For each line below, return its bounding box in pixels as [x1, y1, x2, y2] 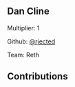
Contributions [7, 70, 68, 82]
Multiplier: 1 [7, 23, 40, 32]
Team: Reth [7, 50, 40, 59]
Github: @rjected [7, 37, 56, 46]
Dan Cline [7, 6, 50, 17]
